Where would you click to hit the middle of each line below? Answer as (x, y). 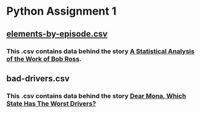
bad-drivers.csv (38, 78)
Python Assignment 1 (61, 11)
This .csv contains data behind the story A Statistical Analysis (100, 51)
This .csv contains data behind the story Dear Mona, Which (96, 96)
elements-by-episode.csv (57, 34)
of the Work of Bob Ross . (44, 59)
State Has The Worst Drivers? (51, 103)
